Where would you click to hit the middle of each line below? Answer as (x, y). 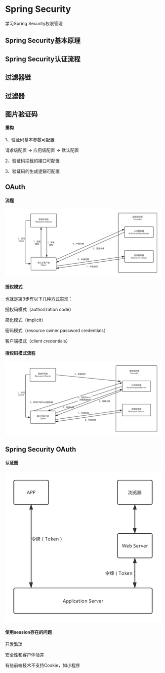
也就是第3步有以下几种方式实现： (39, 299)
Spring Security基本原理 (43, 41)
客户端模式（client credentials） (38, 341)
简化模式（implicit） (25, 320)
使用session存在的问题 (28, 632)
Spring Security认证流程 (43, 59)
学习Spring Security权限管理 (34, 23)
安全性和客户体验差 (25, 655)
